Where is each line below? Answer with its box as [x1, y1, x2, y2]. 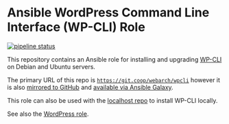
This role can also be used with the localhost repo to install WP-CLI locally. [7, 96, 218, 104]
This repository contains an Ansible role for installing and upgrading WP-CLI [7, 55, 222, 63]
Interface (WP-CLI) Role [7, 19, 145, 35]
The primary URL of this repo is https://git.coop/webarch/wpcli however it [7, 75, 221, 84]
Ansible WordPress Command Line [7, 5, 210, 21]
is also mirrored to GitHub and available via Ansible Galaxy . [7, 83, 173, 91]
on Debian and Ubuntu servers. [7, 62, 96, 71]
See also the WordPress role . [7, 110, 89, 118]
